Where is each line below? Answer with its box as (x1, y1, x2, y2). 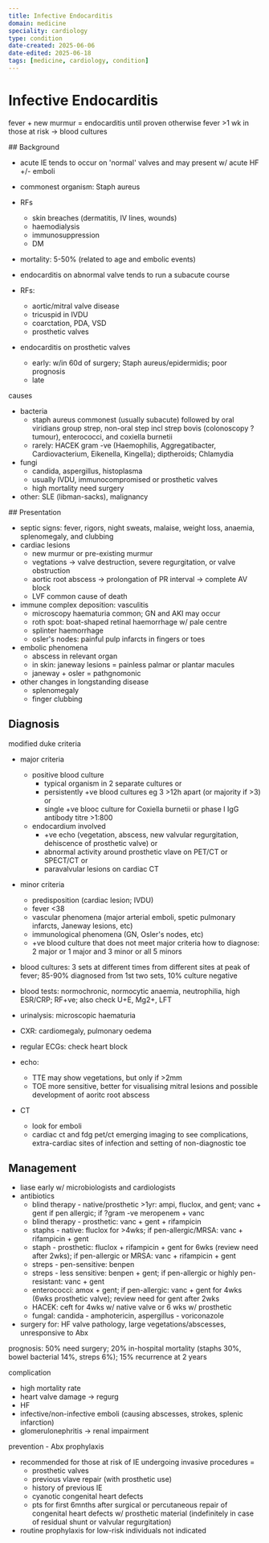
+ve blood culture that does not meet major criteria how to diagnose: (31, 938, 260, 947)
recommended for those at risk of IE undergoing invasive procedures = (19, 1458, 255, 1467)
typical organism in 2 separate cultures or (43, 778, 182, 788)
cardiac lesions (19, 540, 71, 550)
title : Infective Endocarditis (8, 11, 113, 20)
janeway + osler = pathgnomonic (31, 668, 141, 678)
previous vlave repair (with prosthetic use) (31, 1475, 173, 1484)
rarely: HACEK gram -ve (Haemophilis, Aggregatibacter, (31, 440, 217, 450)
